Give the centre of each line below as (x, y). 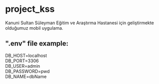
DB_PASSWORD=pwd (27, 71)
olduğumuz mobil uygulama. (34, 28)
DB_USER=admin (23, 66)
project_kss (30, 9)
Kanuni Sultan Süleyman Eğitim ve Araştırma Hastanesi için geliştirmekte (80, 23)
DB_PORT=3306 (22, 61)
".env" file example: (37, 44)
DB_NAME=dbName (26, 76)
